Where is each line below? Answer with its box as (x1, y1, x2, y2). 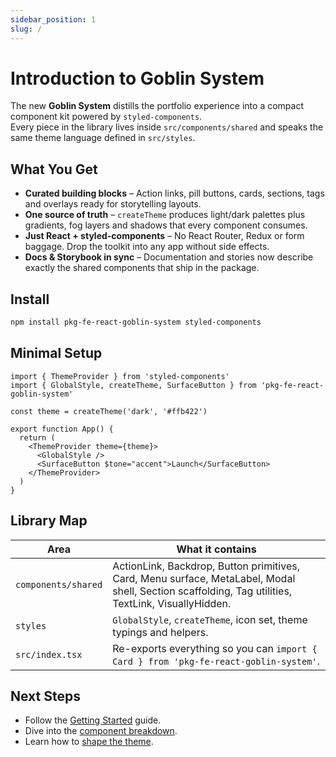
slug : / (10, 24, 43, 34)
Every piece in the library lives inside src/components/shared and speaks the (10, 121, 324, 133)
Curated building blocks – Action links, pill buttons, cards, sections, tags (24, 187, 325, 200)
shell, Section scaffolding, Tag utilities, (112, 584, 293, 598)
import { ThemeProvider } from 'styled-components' (10, 371, 230, 381)
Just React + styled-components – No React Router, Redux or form (24, 230, 305, 242)
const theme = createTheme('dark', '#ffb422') (10, 406, 208, 416)
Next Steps (10, 687, 81, 705)
